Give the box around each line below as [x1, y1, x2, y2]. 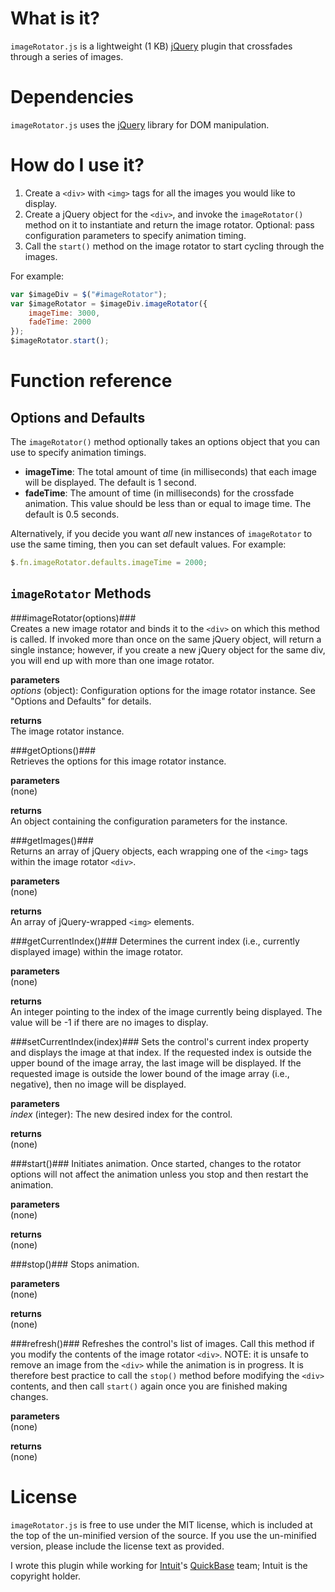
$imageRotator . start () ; [10, 336, 110, 346]
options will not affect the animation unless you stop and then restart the [10, 1168, 309, 1180]
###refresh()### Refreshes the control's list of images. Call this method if [10, 1337, 315, 1349]
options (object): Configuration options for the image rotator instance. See [10, 684, 316, 696]
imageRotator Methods [10, 585, 152, 602]
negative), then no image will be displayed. [10, 1078, 187, 1090]
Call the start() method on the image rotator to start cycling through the [24, 240, 325, 252]
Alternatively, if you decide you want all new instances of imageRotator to [10, 528, 313, 540]
